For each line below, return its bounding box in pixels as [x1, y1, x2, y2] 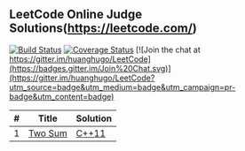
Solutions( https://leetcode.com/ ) [9, 21, 198, 36]
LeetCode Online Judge [9, 7, 143, 22]
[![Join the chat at [136, 44, 202, 55]
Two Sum [28, 127, 68, 140]
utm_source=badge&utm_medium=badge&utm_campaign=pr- [9, 81, 236, 92]
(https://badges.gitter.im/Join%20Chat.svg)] [9, 63, 171, 73]
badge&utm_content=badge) [9, 91, 115, 102]
